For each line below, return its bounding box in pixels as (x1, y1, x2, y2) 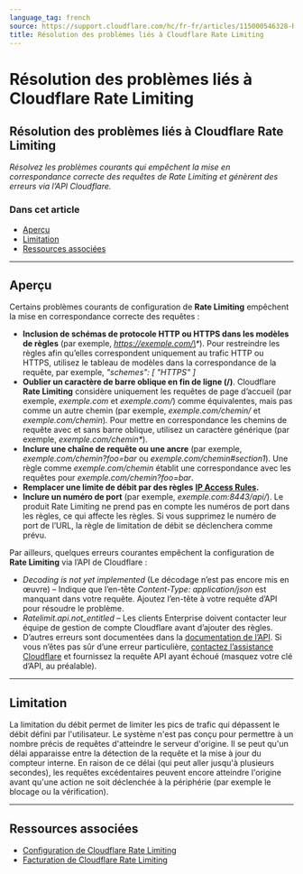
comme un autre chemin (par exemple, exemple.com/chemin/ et (22, 405, 262, 416)
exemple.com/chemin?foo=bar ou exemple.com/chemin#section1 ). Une (22, 453, 289, 465)
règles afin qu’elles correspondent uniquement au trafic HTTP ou (22, 348, 264, 359)
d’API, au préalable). (22, 660, 97, 672)
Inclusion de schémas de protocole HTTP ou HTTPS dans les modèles (22, 328, 289, 339)
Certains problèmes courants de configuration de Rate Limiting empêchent (9, 301, 289, 312)
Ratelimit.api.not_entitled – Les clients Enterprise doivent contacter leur (22, 612, 287, 623)
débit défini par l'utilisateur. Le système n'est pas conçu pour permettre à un (9, 729, 294, 740)
